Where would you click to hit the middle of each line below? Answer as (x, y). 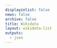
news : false (17, 14)
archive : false (21, 19)
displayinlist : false (28, 10)
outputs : (14, 33)
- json (16, 38)
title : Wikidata (22, 24)
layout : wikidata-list (28, 28)
